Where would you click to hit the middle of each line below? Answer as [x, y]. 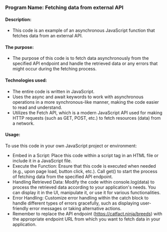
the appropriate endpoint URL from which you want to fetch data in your [86, 219]
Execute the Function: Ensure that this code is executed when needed [84, 166]
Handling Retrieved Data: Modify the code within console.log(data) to [83, 182]
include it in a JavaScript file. [42, 161]
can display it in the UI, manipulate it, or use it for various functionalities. [86, 192]
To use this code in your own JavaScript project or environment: [71, 146]
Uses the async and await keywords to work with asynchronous [78, 97]
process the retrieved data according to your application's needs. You [84, 187]
